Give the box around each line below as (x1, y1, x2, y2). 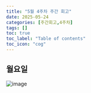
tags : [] (6, 25, 28, 31)
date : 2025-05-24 (6, 14, 49, 20)
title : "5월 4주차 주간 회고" (6, 8, 72, 15)
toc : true (6, 30, 31, 36)
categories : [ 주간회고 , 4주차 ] (6, 19, 73, 25)
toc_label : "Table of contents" (6, 36, 86, 42)
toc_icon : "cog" (6, 42, 46, 47)
